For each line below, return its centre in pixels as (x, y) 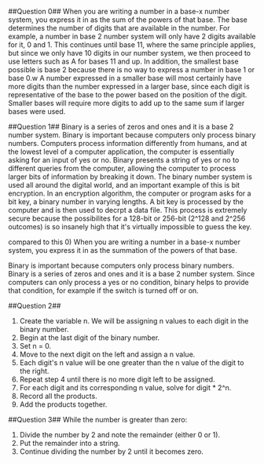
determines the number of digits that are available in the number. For (119, 28)
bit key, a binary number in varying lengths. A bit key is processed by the (126, 202)
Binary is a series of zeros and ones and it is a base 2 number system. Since (132, 274)
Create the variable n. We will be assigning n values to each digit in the (134, 321)
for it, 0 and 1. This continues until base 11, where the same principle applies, (132, 45)
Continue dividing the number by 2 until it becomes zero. (112, 451)
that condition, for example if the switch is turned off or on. (103, 290)
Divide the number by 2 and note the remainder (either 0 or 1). (120, 435)
